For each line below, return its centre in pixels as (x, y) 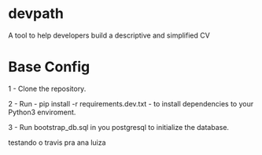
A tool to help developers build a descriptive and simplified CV (109, 35)
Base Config (49, 67)
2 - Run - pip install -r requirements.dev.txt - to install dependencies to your (131, 103)
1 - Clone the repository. (47, 88)
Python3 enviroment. (42, 112)
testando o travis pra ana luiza (57, 142)
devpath (36, 14)
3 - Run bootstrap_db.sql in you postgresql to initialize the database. (119, 127)
